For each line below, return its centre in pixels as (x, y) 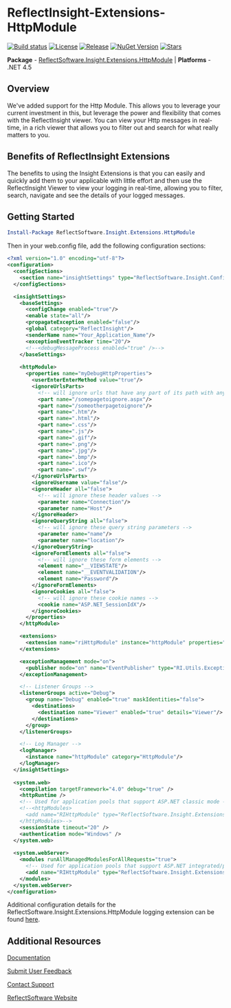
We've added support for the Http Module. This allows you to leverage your (114, 106)
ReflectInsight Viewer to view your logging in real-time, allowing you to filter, (115, 188)
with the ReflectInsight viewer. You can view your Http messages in (102, 120)
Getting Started (41, 216)
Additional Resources (54, 941)
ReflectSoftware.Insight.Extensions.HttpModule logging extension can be (111, 912)
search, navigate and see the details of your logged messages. (96, 195)
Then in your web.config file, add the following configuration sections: (107, 246)
